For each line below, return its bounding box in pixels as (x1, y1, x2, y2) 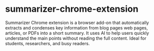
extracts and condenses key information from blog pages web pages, (5, 25, 148, 30)
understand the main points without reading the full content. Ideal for (5, 35, 147, 41)
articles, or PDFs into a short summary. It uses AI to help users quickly (5, 30, 150, 36)
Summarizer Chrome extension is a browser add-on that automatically (5, 20, 150, 25)
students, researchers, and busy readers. (5, 40, 90, 46)
